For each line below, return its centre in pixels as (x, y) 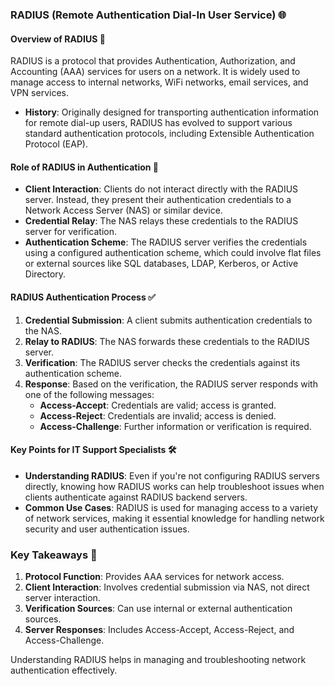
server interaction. (62, 598)
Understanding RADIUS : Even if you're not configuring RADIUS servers (172, 475)
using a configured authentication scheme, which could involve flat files (173, 253)
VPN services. (39, 93)
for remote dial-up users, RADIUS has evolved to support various (158, 123)
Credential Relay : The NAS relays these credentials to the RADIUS (161, 221)
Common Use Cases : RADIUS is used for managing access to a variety (171, 507)
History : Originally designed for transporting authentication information (172, 112)
